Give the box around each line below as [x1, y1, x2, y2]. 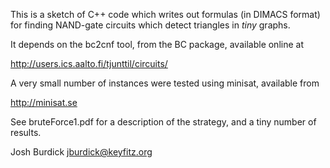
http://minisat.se [10, 97, 78, 108]
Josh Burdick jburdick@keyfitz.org [10, 146, 153, 158]
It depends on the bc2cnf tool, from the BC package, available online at [10, 39, 304, 50]
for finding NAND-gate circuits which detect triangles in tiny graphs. [10, 19, 291, 31]
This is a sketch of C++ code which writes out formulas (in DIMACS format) [10, 9, 321, 20]
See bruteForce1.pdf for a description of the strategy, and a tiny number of [10, 116, 317, 128]
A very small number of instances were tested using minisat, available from [10, 77, 320, 89]
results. [10, 127, 42, 138]
